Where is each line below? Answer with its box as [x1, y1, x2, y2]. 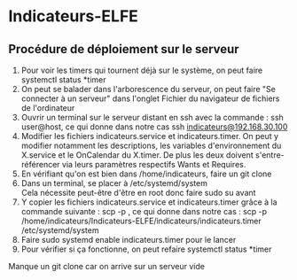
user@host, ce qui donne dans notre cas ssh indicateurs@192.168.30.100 [20, 121, 288, 132]
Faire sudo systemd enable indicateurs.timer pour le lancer [20, 235, 237, 245]
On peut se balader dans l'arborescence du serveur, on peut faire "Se [20, 84, 276, 94]
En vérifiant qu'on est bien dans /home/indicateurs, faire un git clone [20, 168, 272, 179]
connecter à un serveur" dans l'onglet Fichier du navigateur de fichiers [20, 93, 280, 104]
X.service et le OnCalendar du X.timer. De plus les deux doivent [20, 150, 254, 160]
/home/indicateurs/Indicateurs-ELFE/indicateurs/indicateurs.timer [20, 215, 262, 226]
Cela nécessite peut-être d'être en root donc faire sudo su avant [20, 188, 256, 198]
